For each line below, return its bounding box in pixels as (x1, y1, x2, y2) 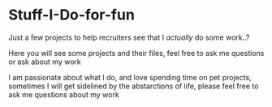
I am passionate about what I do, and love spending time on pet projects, (8, 72, 252, 82)
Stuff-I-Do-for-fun (8, 6, 136, 24)
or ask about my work (8, 57, 81, 66)
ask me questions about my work (8, 89, 119, 99)
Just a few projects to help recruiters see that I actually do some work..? (8, 32, 250, 42)
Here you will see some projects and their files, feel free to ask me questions (8, 48, 265, 58)
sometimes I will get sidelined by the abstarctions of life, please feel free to (8, 81, 259, 91)
